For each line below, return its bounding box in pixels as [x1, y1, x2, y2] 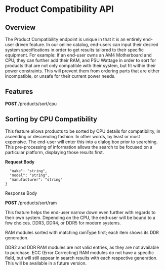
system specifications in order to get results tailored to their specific [5, 47, 144, 53]
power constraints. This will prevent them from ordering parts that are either [5, 68, 160, 74]
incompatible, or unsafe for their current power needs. [5, 73, 116, 79]
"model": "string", [9, 172, 50, 178]
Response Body [5, 190, 38, 196]
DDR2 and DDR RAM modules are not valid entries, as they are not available [5, 244, 159, 250]
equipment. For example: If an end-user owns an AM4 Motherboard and [5, 52, 152, 58]
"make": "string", [9, 168, 48, 173]
